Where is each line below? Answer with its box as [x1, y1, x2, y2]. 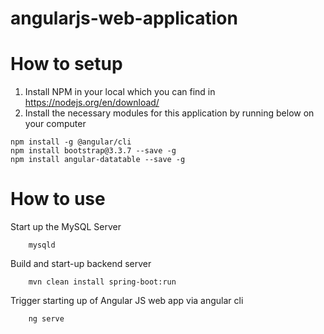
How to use [10, 188, 106, 211]
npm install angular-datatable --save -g [10, 155, 186, 165]
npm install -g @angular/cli [10, 137, 132, 147]
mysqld [28, 240, 56, 251]
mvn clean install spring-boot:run [28, 277, 177, 287]
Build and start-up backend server [10, 258, 152, 270]
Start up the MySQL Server [10, 221, 122, 233]
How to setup [10, 53, 123, 76]
